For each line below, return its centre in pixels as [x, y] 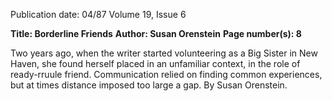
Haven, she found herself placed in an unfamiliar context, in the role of [155, 63]
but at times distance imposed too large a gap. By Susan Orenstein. [149, 85]
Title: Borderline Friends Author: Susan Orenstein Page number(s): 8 [156, 33]
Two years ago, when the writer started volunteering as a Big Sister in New [164, 53]
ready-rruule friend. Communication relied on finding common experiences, [166, 74]
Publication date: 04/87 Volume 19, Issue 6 [98, 14]
